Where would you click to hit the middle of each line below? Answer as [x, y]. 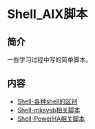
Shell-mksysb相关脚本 [49, 110]
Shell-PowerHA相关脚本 [51, 119]
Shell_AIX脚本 [47, 14]
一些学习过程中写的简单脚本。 [49, 60]
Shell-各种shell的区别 [47, 101]
